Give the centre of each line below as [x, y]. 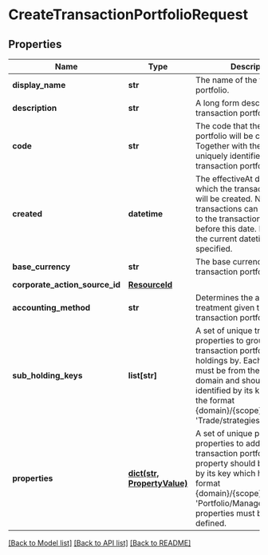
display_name [39, 85]
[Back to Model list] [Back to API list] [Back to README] [100, 543]
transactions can [227, 209]
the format [215, 400]
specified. [214, 249]
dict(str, [144, 473]
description [35, 108]
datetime [146, 214]
